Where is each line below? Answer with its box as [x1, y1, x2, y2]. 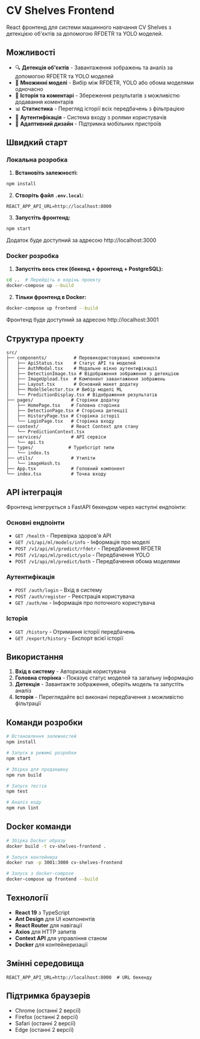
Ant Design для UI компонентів [14, 915, 95, 923]
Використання [6, 652, 64, 662]
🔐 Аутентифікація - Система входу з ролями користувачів [14, 113, 167, 121]
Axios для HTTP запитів [14, 928, 77, 935]
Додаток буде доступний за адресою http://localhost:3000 [6, 236, 157, 244]
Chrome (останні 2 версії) [14, 1006, 81, 1014]
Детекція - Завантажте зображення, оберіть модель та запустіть [14, 681, 184, 688]
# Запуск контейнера [6, 854, 58, 860]
